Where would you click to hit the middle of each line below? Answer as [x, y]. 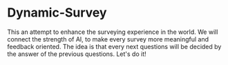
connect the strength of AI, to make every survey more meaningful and [108, 39]
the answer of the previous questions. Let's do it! [77, 54]
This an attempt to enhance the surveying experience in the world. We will [113, 32]
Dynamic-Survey [57, 13]
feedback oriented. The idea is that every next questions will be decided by [114, 46]
